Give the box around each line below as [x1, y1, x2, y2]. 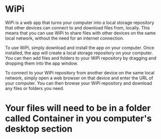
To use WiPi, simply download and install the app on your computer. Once [5, 45, 155, 50]
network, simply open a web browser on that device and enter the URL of [5, 75, 154, 81]
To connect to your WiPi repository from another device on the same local [5, 69, 155, 75]
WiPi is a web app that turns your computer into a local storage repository [5, 20, 155, 25]
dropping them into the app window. [5, 60, 79, 66]
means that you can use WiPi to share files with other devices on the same [5, 30, 156, 36]
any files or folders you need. [5, 85, 65, 91]
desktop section [5, 123, 73, 135]
